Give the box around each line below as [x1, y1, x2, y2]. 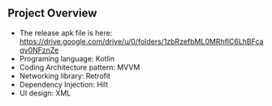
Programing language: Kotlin [19, 53, 115, 63]
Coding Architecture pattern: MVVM [19, 62, 140, 72]
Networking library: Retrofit [19, 70, 111, 80]
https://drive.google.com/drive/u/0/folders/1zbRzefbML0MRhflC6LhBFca [19, 36, 264, 46]
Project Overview [7, 6, 97, 20]
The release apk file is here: [19, 28, 113, 37]
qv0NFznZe [19, 45, 59, 55]
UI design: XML [19, 88, 71, 98]
